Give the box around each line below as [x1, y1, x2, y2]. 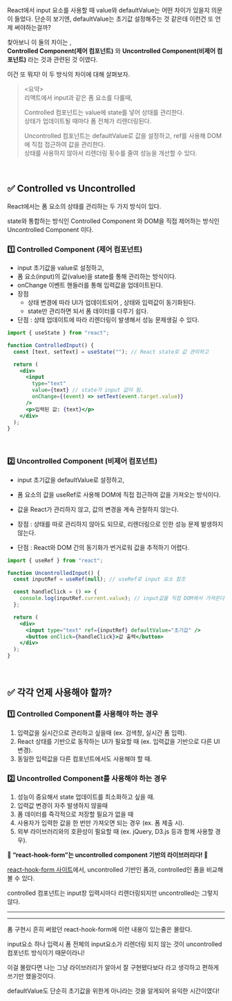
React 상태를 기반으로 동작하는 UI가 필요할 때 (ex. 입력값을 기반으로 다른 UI [17, 737, 220, 745]
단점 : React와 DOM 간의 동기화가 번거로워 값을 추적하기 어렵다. [17, 543, 190, 551]
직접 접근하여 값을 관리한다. [31, 141, 106, 148]
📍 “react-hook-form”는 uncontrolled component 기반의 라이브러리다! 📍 [7, 851, 209, 859]
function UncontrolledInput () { [7, 569, 100, 576]
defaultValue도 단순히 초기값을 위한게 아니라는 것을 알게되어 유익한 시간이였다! [7, 986, 220, 995]
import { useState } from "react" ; [7, 330, 110, 337]
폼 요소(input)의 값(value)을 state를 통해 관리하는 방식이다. [17, 272, 177, 281]
